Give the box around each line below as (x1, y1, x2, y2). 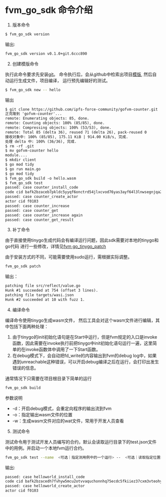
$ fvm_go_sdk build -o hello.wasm (5, 176, 77, 181)
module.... (5, 153, 28, 158)
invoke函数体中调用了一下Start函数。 (25, 346, 101, 352)
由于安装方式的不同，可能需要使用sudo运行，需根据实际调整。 (5, 254, 132, 260)
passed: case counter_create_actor (5, 194, 79, 199)
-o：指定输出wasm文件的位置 (12, 411, 73, 417)
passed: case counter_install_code (5, 185, 79, 190)
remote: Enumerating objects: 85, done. (5, 116, 90, 121)
